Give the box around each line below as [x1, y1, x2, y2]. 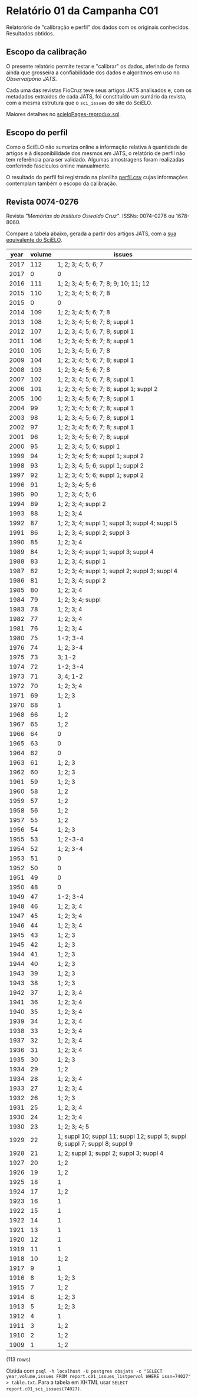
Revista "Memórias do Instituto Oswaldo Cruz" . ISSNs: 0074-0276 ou [6, 212, 175, 219]
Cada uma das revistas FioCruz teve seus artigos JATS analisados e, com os [6, 87, 192, 94]
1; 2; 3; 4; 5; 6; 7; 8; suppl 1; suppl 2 [57, 385, 158, 393]
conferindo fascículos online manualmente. [6, 162, 111, 169]
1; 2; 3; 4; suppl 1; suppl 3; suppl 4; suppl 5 [57, 519, 178, 527]
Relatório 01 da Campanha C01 [6, 4, 159, 18]
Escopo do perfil [6, 128, 68, 138]
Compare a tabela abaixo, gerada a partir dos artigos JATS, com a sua [6, 230, 177, 237]
